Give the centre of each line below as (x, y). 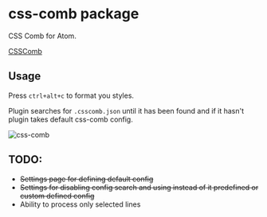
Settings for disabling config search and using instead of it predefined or (139, 187)
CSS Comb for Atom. (43, 36)
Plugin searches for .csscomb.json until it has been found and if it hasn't (126, 110)
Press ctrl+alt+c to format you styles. (71, 95)
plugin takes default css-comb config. (71, 119)
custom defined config (57, 196)
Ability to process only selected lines (80, 204)
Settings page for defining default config (86, 179)
